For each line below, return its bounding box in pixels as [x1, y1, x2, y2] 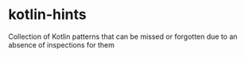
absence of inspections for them [8, 40, 115, 49]
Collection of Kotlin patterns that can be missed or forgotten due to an [8, 32, 238, 41]
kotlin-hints [8, 6, 87, 24]
